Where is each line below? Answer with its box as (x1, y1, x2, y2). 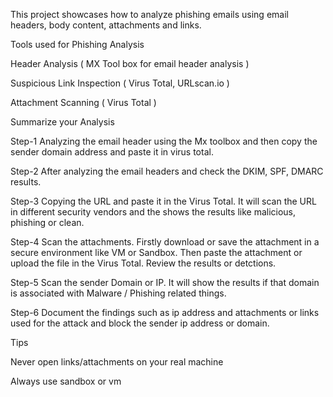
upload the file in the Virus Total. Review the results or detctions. (10, 257, 277, 269)
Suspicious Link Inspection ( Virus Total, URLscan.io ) (10, 77, 230, 89)
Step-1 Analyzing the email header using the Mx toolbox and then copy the (10, 135, 318, 147)
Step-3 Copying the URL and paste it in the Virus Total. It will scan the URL (10, 195, 317, 207)
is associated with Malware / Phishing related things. (10, 287, 227, 299)
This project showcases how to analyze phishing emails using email (10, 9, 289, 20)
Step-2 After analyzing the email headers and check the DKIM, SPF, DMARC (10, 165, 324, 177)
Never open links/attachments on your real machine (10, 356, 224, 368)
